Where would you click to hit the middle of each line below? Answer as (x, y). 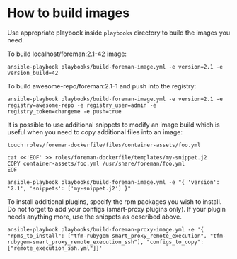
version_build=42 (33, 73)
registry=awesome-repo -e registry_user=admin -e (82, 105)
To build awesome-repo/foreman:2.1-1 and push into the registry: (102, 86)
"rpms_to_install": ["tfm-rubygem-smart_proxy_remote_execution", (107, 236)
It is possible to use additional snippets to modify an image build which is (114, 125)
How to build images (68, 13)
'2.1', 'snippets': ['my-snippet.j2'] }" (69, 188)
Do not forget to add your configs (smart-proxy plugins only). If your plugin (117, 209)
